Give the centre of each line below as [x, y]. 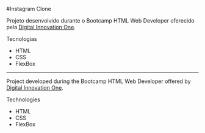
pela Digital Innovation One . [41, 27]
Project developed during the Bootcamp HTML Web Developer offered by [99, 81]
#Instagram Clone [29, 9]
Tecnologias [22, 39]
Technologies [23, 99]
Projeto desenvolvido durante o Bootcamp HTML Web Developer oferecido [101, 20]
